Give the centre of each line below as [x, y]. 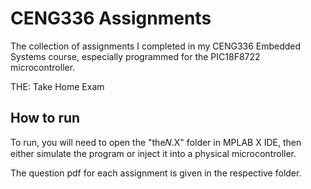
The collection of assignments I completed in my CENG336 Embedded [156, 46]
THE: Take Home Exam [57, 86]
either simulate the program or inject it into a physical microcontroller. [153, 153]
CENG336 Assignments [111, 18]
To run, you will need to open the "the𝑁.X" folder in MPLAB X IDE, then [156, 142]
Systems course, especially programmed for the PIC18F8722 [135, 56]
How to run [45, 118]
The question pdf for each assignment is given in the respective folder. [156, 173]
